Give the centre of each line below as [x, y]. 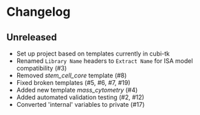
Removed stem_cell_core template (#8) [71, 75]
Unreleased [32, 37]
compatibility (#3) [42, 68]
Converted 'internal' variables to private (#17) [80, 104]
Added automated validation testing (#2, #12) [80, 97]
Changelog [38, 12]
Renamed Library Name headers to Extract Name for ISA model [104, 61]
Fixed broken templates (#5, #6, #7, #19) [74, 82]
